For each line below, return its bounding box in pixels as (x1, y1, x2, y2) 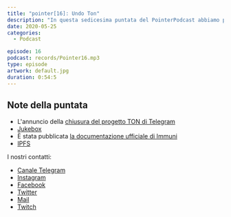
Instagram (16, 174, 46, 182)
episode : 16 (7, 48, 41, 55)
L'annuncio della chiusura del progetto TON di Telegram (16, 118, 175, 126)
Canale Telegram (16, 166, 66, 174)
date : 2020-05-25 (7, 23, 57, 30)
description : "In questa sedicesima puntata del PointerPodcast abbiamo (7, 17, 220, 23)
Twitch (16, 203, 36, 211)
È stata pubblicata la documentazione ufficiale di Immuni (16, 132, 177, 141)
